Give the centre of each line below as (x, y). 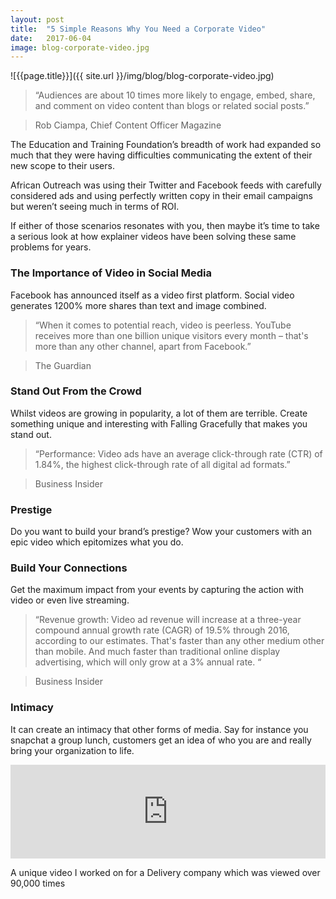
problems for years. (51, 247)
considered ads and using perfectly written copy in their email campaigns (161, 196)
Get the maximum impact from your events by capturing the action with (157, 590)
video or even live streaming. (70, 600)
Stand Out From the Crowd (76, 391)
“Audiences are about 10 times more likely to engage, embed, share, (175, 95)
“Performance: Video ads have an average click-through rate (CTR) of (178, 453)
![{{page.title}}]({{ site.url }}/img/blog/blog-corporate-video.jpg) (142, 76)
